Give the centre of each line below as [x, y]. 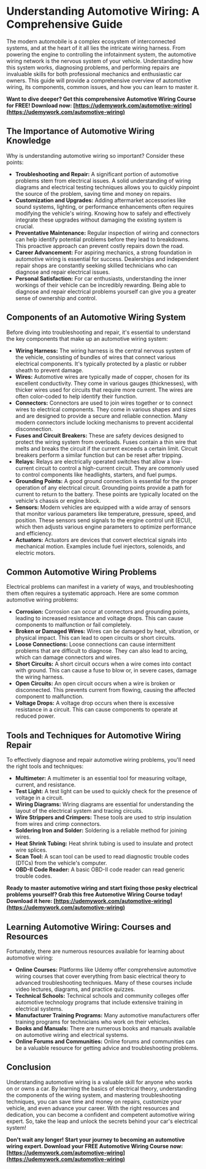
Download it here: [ [31, 901]
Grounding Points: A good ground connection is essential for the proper [106, 481]
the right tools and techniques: [45, 766]
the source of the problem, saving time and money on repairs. [93, 193]
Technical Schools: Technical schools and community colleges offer [102, 996]
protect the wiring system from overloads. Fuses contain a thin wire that [106, 442]
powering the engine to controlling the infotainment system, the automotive [101, 54]
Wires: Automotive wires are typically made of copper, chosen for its [102, 376]
